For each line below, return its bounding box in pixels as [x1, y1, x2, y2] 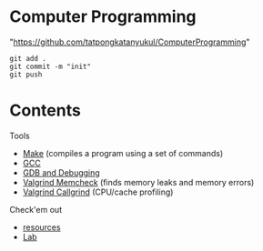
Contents [9, 100, 82, 121]
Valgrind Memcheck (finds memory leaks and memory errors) [22, 176, 255, 187]
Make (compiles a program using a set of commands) [22, 147, 224, 158]
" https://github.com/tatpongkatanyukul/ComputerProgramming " [9, 36, 250, 47]
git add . [9, 54, 47, 63]
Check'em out [9, 204, 62, 215]
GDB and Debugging [22, 166, 100, 178]
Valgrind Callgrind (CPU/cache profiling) [22, 186, 174, 197]
